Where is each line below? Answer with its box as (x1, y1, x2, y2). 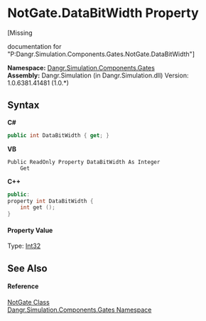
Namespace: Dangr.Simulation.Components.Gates (7, 63, 155, 72)
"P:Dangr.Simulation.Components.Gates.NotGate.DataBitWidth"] (7, 50, 195, 58)
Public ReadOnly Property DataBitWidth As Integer (7, 158, 161, 165)
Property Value (7, 226, 53, 234)
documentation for (7, 42, 62, 50)
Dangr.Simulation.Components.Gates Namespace (7, 305, 152, 314)
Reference (7, 282, 39, 290)
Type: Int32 (7, 241, 41, 250)
